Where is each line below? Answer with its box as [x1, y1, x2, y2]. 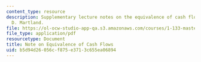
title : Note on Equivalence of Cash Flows [6, 42, 114, 48]
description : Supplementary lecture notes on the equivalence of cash [6, 14, 186, 20]
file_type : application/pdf [6, 31, 77, 37]
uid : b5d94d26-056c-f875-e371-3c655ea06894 [6, 47, 117, 53]
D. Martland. [11, 19, 44, 25]
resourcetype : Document [6, 36, 66, 42]
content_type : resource [6, 8, 66, 15]
